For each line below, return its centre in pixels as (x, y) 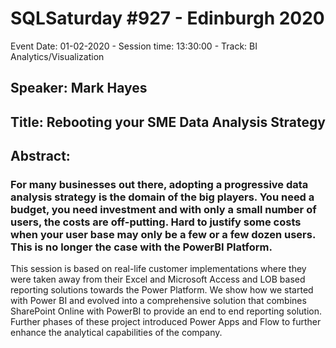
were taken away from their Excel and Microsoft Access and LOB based (158, 279)
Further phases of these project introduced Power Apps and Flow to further (166, 322)
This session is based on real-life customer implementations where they (158, 269)
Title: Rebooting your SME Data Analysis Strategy (168, 122)
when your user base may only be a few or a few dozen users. (163, 235)
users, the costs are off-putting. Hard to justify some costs (156, 222)
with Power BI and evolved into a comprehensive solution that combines (158, 301)
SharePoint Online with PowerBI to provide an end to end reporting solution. (166, 311)
